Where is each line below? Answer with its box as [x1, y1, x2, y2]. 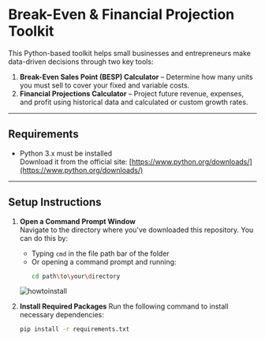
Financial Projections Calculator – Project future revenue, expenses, [19, 88, 244, 98]
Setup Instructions [8, 196, 102, 209]
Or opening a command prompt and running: [31, 257, 177, 266]
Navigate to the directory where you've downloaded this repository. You [19, 225, 254, 234]
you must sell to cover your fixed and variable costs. [19, 81, 190, 90]
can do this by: [19, 233, 69, 242]
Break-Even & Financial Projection [8, 6, 235, 24]
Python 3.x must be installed [19, 148, 113, 158]
